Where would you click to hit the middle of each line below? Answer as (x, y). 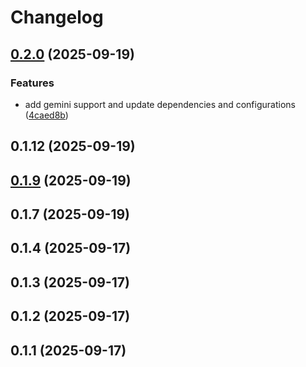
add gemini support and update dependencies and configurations (160, 104)
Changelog (57, 17)
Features (32, 83)
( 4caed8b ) (46, 115)
